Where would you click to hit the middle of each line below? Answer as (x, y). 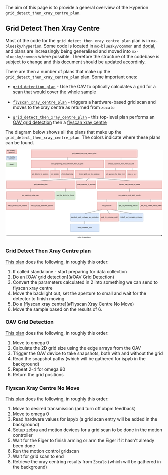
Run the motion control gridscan (46, 451)
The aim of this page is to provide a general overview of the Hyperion (77, 7)
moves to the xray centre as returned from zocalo (63, 107)
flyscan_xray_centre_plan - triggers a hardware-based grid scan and (84, 102)
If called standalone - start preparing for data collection (70, 271)
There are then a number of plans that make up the (58, 71)
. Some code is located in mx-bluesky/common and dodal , (98, 46)
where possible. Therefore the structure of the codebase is (99, 56)
